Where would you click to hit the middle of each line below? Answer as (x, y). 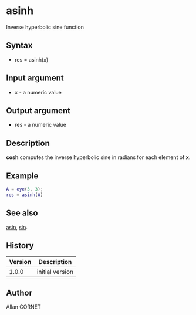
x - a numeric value (38, 92)
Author (19, 292)
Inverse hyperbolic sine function (45, 27)
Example (22, 176)
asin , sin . (17, 227)
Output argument (38, 111)
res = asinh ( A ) (25, 195)
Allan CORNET (23, 307)
